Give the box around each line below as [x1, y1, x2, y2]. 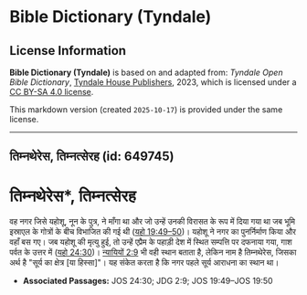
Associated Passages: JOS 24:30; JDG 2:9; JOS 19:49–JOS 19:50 [22, 276, 273, 287]
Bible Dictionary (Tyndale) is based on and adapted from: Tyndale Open [9, 67, 283, 78]
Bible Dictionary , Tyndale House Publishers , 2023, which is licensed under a [9, 77, 297, 88]
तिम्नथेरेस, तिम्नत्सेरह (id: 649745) [9, 149, 175, 164]
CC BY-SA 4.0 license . [9, 87, 94, 97]
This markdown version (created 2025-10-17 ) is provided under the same [9, 104, 283, 115]
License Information [9, 43, 126, 58]
